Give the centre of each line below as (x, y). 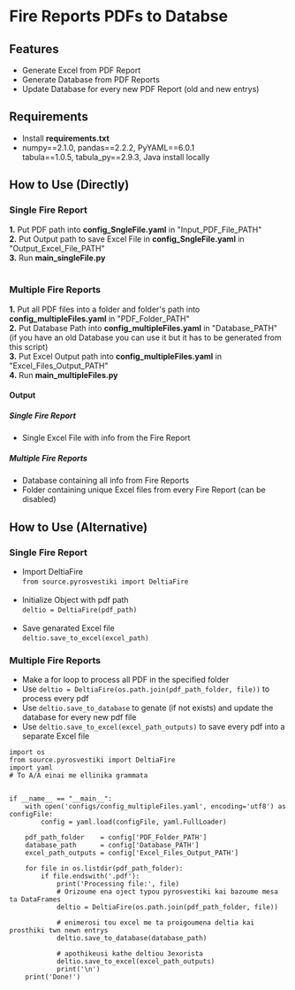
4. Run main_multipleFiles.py (64, 375)
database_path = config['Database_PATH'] (112, 846)
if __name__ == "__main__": (61, 799)
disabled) (39, 499)
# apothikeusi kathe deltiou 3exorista (129, 954)
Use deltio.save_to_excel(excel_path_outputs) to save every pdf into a (153, 727)
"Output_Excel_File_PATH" (57, 248)
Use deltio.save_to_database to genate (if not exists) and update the (147, 708)
